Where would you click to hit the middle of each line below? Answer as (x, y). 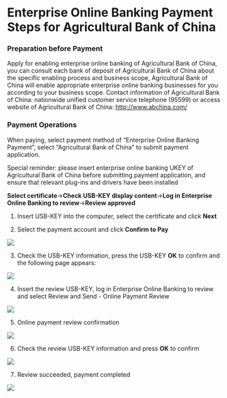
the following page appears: (56, 262)
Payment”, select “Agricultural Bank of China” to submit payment (98, 147)
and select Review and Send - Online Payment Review (93, 296)
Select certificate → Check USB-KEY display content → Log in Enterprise (110, 195)
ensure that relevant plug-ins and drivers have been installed (93, 182)
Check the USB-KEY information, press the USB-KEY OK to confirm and (118, 256)
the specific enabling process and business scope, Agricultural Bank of (107, 78)
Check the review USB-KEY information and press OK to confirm (108, 348)
